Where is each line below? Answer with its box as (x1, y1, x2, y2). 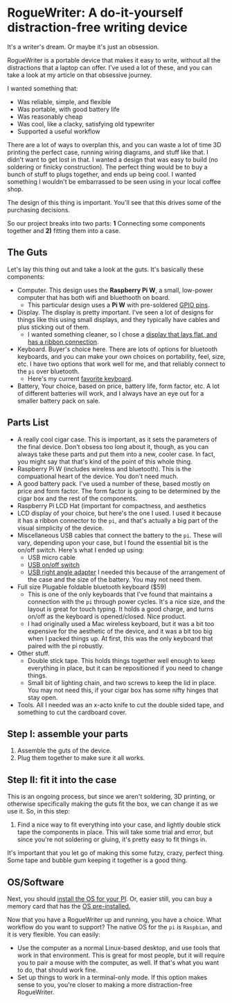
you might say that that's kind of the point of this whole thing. (17, 457, 193, 466)
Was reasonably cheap (17, 112, 83, 121)
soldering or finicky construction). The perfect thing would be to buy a (7, 162, 208, 171)
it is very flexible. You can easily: (7, 930, 100, 938)
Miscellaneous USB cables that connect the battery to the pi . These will (17, 531, 222, 539)
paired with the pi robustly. (27, 641, 104, 650)
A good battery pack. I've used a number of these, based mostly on (17, 479, 211, 487)
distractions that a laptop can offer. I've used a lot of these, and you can (7, 63, 213, 71)
